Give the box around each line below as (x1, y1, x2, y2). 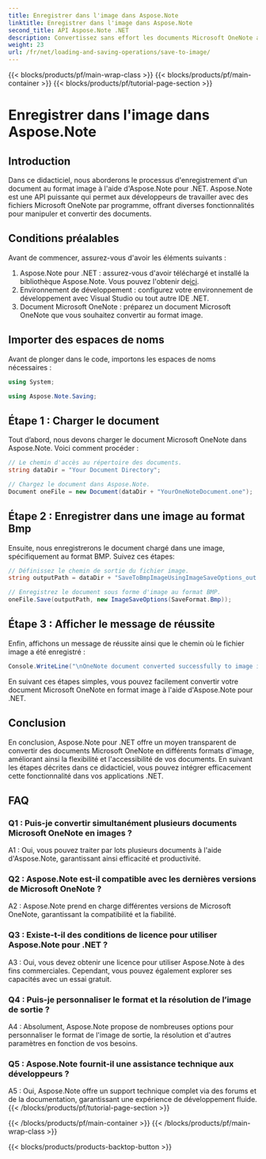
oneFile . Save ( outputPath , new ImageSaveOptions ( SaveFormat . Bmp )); (8, 596, 232, 604)
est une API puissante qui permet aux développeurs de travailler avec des (8, 192, 249, 202)
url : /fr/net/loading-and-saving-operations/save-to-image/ (8, 48, 211, 56)
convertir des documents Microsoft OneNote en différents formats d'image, (8, 745, 255, 756)
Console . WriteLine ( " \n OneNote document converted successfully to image (8, 662, 253, 670)
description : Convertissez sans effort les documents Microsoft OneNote (8, 33, 253, 42)
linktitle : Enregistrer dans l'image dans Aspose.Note (8, 19, 193, 27)
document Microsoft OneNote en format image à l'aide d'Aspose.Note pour (8, 685, 253, 695)
